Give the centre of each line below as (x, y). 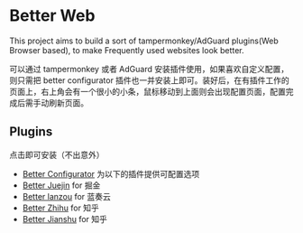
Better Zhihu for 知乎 (60, 208)
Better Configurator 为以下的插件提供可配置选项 (111, 173)
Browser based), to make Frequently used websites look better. (127, 50)
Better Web (52, 16)
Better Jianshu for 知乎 (65, 219)
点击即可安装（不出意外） (57, 154)
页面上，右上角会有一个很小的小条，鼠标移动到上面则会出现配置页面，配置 (147, 91)
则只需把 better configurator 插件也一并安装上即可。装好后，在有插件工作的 (150, 80)
